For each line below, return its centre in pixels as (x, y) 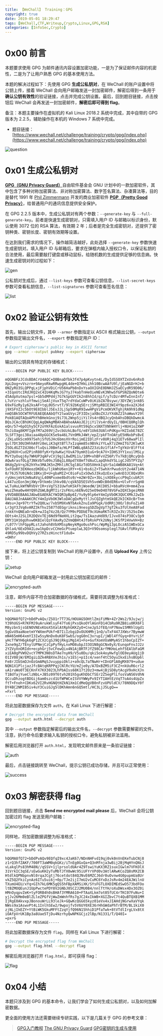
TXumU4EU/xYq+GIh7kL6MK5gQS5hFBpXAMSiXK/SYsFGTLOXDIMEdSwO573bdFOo (75, 884)
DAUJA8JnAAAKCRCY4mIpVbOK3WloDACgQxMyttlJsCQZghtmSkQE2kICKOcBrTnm (75, 499)
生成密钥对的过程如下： (33, 261)
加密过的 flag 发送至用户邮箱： (36, 817)
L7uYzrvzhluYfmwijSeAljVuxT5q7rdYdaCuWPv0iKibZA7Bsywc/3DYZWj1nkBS (75, 401)
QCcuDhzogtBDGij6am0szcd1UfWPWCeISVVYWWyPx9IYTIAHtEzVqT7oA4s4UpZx (75, 679)
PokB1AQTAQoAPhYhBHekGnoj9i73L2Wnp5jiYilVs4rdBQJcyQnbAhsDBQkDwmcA (75, 418)
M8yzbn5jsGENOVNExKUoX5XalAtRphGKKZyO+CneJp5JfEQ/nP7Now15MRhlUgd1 (75, 627)
